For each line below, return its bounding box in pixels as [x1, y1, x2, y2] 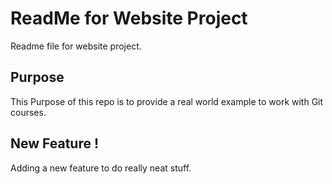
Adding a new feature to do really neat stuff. [10, 162, 192, 174]
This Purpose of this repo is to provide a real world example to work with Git [10, 95, 324, 107]
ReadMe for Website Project [10, 7, 248, 30]
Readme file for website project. [10, 40, 142, 52]
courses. [10, 106, 47, 118]
